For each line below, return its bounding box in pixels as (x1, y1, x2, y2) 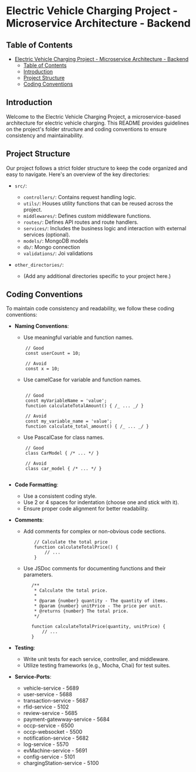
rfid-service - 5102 (23, 703, 69, 710)
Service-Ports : (14, 673, 52, 680)
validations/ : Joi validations (23, 250, 93, 257)
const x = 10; (25, 366, 60, 372)
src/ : (14, 182, 28, 189)
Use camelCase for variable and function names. (23, 376, 142, 383)
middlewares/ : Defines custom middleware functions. (23, 212, 151, 219)
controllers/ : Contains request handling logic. (23, 193, 137, 200)
